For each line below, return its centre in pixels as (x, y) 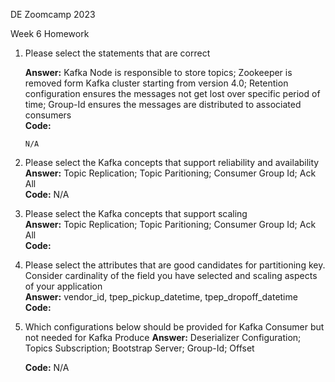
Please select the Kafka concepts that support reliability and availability (172, 162)
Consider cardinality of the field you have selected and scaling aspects (171, 275)
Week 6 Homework (50, 33)
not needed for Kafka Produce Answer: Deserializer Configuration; (163, 337)
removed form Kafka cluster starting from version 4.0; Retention (156, 83)
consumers (48, 115)
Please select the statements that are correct (117, 53)
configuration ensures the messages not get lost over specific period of (172, 93)
